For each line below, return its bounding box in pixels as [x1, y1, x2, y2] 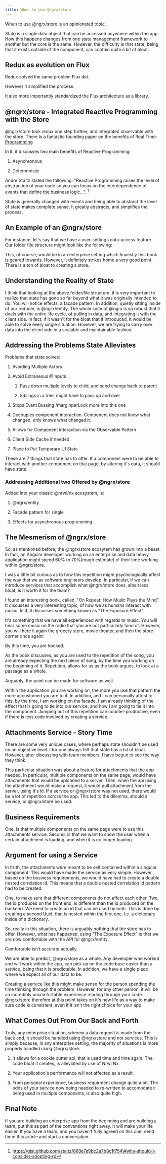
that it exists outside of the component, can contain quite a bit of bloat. [5, 46, 149, 52]
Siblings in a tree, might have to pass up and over [19, 393, 121, 399]
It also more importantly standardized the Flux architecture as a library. [5, 93, 149, 99]
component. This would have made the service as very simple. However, [5, 870, 153, 875]
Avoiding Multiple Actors [12, 364, 63, 370]
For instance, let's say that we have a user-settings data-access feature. [5, 236, 153, 242]
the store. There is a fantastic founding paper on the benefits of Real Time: [5, 134, 157, 140]
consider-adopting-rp [12, 1153, 57, 1159]
